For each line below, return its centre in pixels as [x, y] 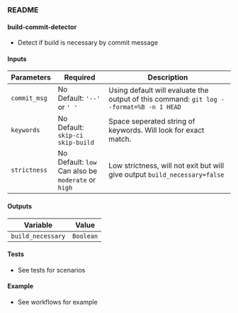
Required [80, 77]
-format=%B [127, 107]
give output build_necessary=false [166, 175]
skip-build [76, 143]
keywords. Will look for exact [157, 131]
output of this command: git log [163, 99]
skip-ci [70, 136]
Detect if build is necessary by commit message [87, 43]
